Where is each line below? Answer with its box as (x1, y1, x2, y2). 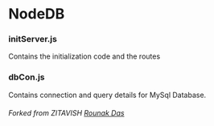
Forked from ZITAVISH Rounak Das (8, 108, 125, 118)
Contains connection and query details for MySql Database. (8, 90, 207, 100)
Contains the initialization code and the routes (8, 51, 161, 61)
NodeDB (8, 5, 65, 23)
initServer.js (8, 34, 58, 45)
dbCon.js (8, 71, 46, 83)
